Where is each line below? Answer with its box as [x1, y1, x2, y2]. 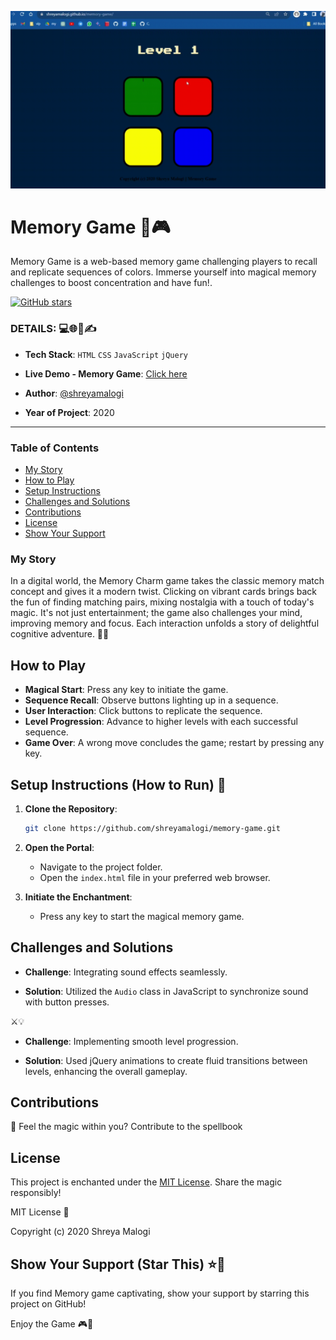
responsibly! [10, 1187, 62, 1199]
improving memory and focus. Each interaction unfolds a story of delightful [10, 617, 320, 630]
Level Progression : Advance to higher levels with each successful [24, 716, 298, 728]
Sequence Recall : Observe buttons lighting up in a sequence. [24, 694, 279, 706]
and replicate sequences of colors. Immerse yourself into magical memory [10, 266, 317, 278]
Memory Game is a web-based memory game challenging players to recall [10, 256, 318, 268]
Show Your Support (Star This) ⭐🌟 [10, 1256, 226, 1273]
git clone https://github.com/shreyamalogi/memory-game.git [24, 823, 281, 833]
